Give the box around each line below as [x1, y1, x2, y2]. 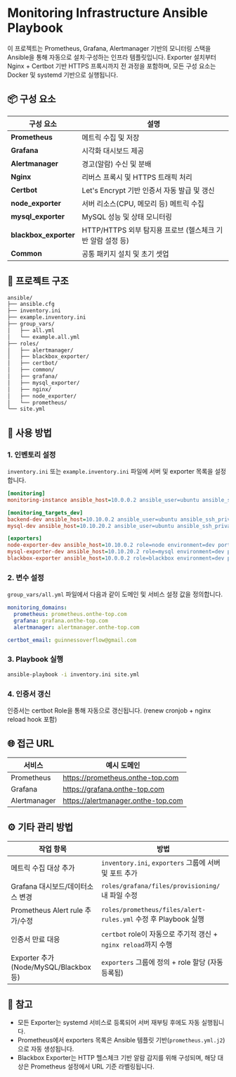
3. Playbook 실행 [7, 654, 64, 664]
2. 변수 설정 [7, 572, 44, 582]
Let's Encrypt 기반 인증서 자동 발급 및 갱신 [81, 185, 215, 195]
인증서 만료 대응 [11, 934, 60, 944]
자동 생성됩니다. [30, 1045, 74, 1053]
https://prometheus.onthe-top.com [63, 773, 179, 782]
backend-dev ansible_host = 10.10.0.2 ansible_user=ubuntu [7, 516, 178, 523]
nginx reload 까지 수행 [101, 940, 173, 949]
